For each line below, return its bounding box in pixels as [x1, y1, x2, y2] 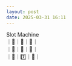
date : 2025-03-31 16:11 [6, 14, 67, 20]
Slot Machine [6, 31, 39, 38]
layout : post [6, 8, 39, 15]
